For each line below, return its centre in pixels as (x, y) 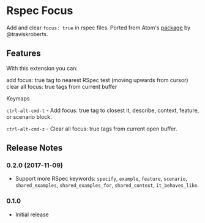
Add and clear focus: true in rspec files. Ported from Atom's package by (99, 28)
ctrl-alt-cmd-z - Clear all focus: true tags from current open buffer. (92, 129)
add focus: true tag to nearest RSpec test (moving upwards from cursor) (97, 80)
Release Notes (35, 148)
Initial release (32, 214)
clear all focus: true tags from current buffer (62, 86)
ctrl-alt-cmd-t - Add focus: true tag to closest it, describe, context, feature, (103, 110)
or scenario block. (29, 116)
